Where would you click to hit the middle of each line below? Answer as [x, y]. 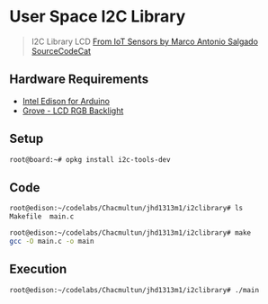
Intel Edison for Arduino [66, 101]
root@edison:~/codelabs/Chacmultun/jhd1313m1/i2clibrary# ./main [134, 290]
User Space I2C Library [98, 17]
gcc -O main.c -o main [52, 241]
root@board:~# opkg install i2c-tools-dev [90, 159]
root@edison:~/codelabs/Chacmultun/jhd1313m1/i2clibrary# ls [126, 209]
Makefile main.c [42, 217]
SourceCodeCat [61, 50]
